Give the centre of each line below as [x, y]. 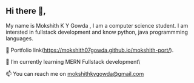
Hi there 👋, [26, 11]
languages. [20, 38]
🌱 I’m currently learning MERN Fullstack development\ [73, 61]
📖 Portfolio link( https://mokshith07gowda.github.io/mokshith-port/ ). [90, 50]
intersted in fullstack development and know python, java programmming [97, 32]
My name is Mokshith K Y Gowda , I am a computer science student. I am [97, 25]
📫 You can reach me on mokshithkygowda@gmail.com [75, 73]
